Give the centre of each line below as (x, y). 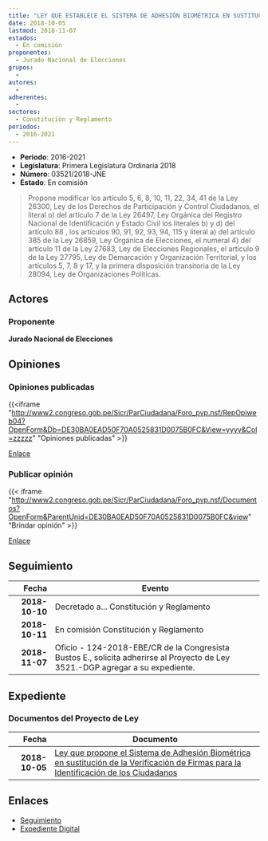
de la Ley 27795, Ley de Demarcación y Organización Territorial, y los (142, 257)
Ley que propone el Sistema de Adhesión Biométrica (153, 753)
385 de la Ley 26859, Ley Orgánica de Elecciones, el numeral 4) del (139, 240)
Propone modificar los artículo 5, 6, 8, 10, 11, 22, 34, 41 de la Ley (133, 198)
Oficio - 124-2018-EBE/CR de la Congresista (142, 648)
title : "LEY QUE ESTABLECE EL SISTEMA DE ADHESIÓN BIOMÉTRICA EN (119, 16)
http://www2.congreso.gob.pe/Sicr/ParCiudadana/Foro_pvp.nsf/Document (134, 500)
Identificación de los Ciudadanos (116, 772)
